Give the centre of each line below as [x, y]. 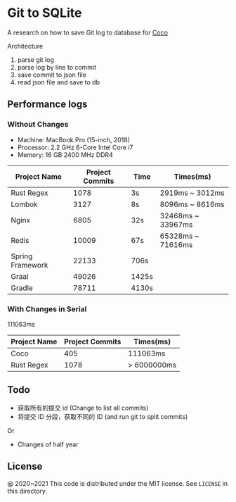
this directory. [27, 491]
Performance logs [47, 105]
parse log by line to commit [57, 67]
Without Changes [38, 125]
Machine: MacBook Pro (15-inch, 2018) [74, 139]
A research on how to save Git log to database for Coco [88, 32]
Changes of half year [48, 444]
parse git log [35, 59]
